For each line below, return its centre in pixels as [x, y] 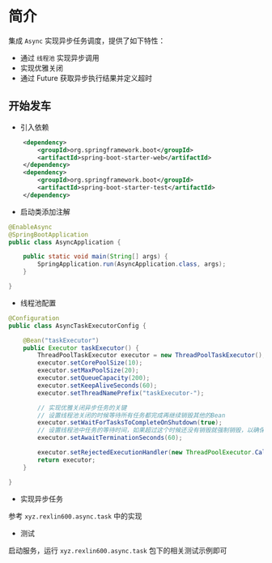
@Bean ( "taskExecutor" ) [61, 340]
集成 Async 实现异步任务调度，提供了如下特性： [87, 41]
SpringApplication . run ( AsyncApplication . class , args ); [132, 264]
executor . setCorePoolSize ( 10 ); [90, 363]
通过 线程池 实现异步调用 [59, 58]
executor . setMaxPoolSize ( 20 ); [88, 371]
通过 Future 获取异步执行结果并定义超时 [86, 78]
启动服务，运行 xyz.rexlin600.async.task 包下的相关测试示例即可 [118, 550]
